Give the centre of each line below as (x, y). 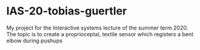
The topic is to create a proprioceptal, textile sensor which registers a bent (100, 34)
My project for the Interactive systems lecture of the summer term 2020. (97, 28)
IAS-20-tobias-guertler (66, 11)
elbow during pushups (34, 40)
